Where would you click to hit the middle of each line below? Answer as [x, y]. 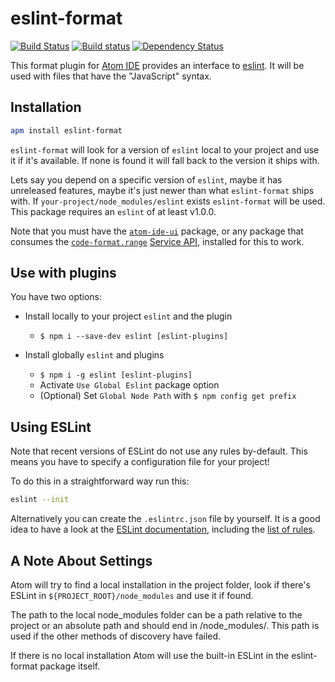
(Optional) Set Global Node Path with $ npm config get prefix [168, 396]
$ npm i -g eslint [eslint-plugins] [116, 375]
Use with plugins [63, 273]
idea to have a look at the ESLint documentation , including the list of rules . [163, 529]
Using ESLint [51, 427]
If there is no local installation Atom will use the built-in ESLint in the [150, 655]
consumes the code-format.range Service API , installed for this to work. [157, 241]
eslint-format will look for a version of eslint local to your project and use [165, 149]
